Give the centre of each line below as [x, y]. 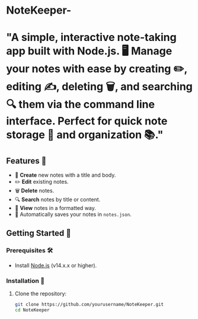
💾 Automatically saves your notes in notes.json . [73, 215]
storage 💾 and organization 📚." [85, 135]
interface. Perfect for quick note [87, 121]
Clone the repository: [41, 294]
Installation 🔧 [25, 280]
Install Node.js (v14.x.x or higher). [56, 265]
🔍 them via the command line [81, 105]
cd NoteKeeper [32, 310]
